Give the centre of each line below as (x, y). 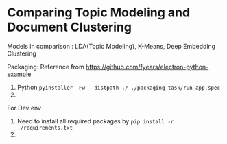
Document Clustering (70, 27)
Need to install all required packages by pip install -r (95, 121)
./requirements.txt (45, 128)
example (19, 74)
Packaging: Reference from (46, 67)
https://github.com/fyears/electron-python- (147, 67)
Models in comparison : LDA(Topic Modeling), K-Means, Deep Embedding (111, 46)
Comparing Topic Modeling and (99, 13)
